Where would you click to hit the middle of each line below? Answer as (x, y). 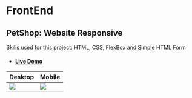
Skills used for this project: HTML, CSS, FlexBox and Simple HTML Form (96, 47)
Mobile (50, 77)
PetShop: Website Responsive (65, 33)
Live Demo (29, 61)
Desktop (22, 77)
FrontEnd (30, 11)
